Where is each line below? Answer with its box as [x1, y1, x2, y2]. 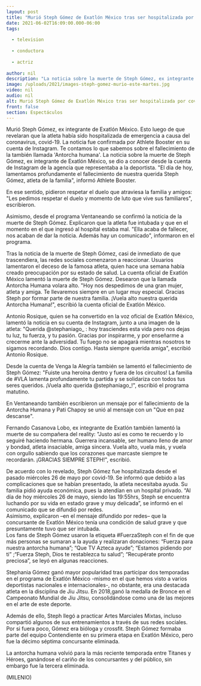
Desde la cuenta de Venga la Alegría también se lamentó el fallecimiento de [6, 363, 193, 370]
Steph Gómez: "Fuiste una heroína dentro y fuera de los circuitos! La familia [6, 369, 193, 376]
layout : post [6, 8, 39, 15]
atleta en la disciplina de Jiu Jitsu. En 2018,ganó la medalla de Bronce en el [6, 588, 191, 595]
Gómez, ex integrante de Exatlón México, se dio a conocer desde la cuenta [6, 157, 191, 165]
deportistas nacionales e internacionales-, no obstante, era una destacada [6, 581, 190, 589]
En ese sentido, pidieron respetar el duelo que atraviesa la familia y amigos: [6, 189, 193, 196]
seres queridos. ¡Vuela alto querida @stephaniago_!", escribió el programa [6, 382, 189, 389]
